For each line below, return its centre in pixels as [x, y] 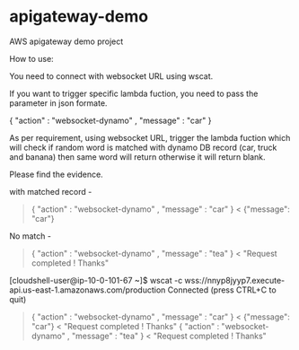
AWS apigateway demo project [66, 41]
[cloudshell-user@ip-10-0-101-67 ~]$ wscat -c [96, 280]
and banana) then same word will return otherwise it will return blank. [138, 157]
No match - [31, 236]
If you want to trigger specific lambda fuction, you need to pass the [134, 93]
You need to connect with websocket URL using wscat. [111, 76]
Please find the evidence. [56, 174]
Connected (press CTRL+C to [222, 290]
